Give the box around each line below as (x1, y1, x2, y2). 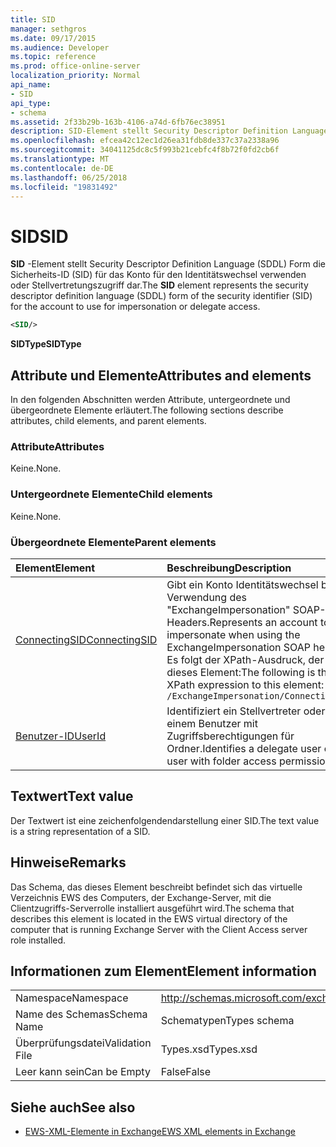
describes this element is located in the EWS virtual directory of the (10, 912, 288, 925)
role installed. (10, 934, 67, 946)
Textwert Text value (10, 788, 134, 805)
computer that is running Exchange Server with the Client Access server (10, 923, 308, 935)
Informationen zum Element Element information (10, 962, 317, 980)
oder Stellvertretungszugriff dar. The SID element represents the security (10, 279, 309, 291)
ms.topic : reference (10, 52, 97, 62)
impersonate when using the (166, 627, 301, 641)
